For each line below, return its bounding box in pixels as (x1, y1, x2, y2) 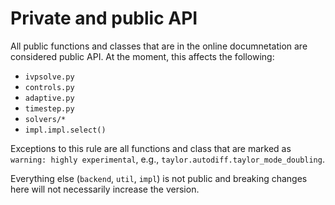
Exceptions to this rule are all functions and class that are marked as (10, 142, 292, 154)
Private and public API (10, 7, 198, 30)
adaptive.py (24, 93, 75, 103)
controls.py (24, 82, 75, 92)
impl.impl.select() (24, 125, 107, 135)
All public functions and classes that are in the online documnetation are (10, 40, 308, 52)
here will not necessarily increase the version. (10, 183, 200, 195)
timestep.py (24, 103, 75, 114)
